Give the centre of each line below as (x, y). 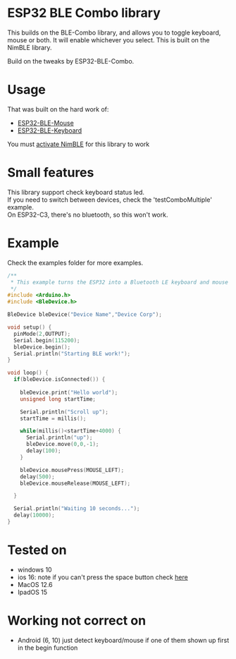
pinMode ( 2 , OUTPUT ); (42, 334)
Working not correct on (77, 621)
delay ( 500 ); (37, 477)
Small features (51, 173)
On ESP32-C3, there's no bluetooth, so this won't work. (88, 214)
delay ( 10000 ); (34, 515)
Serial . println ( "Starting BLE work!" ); (72, 353)
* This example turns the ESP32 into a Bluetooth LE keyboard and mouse (119, 282)
